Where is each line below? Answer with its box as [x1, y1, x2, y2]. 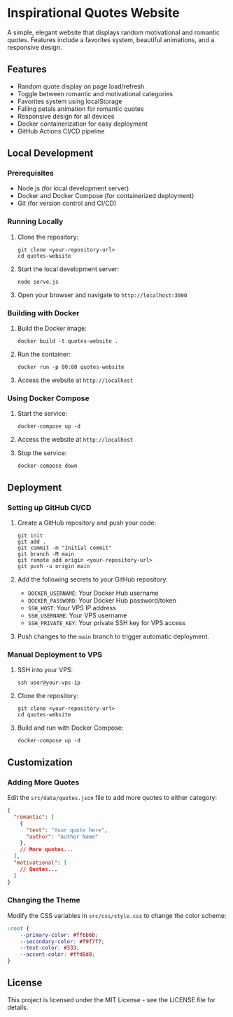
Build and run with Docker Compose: [17, 723, 124, 732]
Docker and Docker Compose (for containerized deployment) [17, 192, 195, 200]
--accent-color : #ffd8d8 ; [20, 951, 96, 958]
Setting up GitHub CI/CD [7, 502, 92, 512]
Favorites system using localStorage [17, 97, 122, 105]
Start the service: [17, 409, 68, 418]
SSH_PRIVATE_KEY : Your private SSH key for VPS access [27, 619, 185, 627]
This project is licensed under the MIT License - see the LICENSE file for [7, 995, 216, 1004]
